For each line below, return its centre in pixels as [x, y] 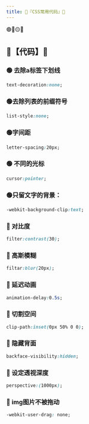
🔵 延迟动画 [22, 285]
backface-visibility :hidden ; [42, 356]
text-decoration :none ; [34, 85]
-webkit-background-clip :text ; [45, 210]
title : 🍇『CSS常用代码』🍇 [36, 12]
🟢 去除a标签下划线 [33, 70]
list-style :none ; [28, 116]
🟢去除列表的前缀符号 [37, 101]
